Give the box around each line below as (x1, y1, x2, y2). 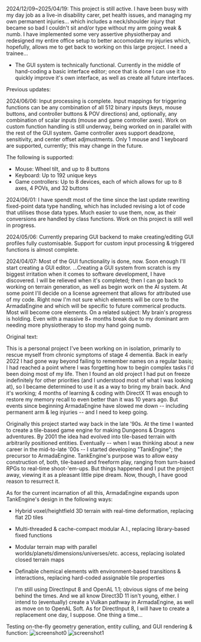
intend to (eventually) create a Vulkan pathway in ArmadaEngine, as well (14, 599, 194, 605)
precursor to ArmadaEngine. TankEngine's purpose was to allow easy (6, 452, 178, 459)
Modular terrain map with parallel (14, 544, 97, 550)
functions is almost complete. (6, 246, 79, 253)
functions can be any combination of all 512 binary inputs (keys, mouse (6, 104, 182, 111)
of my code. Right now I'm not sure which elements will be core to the (6, 296, 179, 303)
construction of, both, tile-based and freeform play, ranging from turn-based (6, 459, 196, 465)
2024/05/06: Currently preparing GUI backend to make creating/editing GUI (6, 234, 194, 240)
